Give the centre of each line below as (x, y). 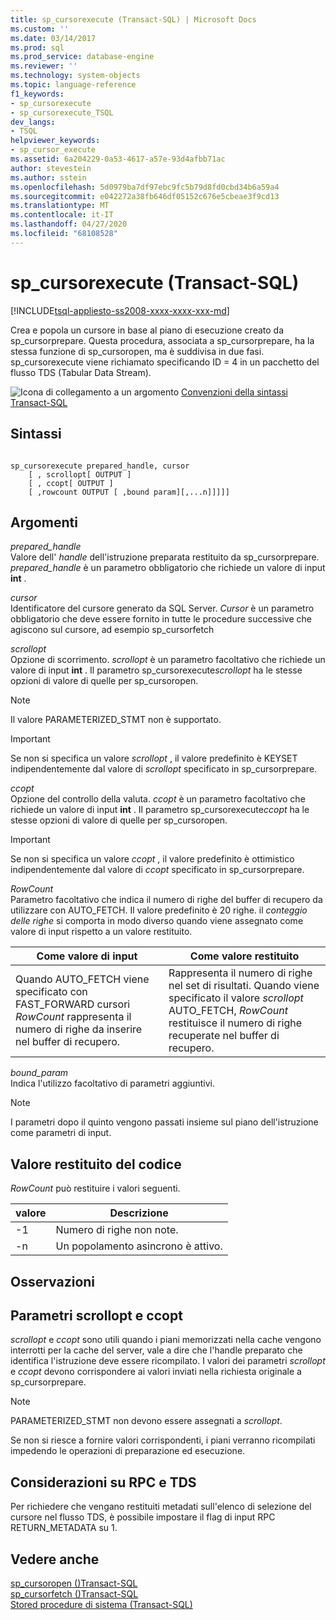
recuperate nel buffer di (224, 1036)
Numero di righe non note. (117, 1230)
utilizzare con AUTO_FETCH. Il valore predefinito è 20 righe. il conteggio (159, 910)
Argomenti (44, 522)
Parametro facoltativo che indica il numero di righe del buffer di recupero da (166, 900)
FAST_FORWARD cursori (73, 1004)
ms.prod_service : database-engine (82, 57)
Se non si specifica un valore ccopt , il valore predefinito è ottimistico (152, 859)
